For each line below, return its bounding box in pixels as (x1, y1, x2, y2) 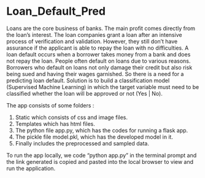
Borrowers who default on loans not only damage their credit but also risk (6, 63, 193, 71)
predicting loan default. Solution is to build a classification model (6, 77, 170, 84)
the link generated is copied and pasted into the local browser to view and (6, 158, 194, 165)
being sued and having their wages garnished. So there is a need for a (6, 70, 184, 77)
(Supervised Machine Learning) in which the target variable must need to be (6, 83, 199, 90)
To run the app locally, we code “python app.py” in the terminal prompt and (6, 152, 197, 159)
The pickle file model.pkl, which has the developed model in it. (15, 133, 174, 141)
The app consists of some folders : (6, 101, 95, 109)
